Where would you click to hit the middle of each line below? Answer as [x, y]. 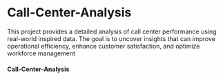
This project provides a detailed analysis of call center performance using [112, 31]
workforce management [41, 53]
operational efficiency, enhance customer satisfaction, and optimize [104, 46]
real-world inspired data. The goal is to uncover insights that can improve [111, 38]
